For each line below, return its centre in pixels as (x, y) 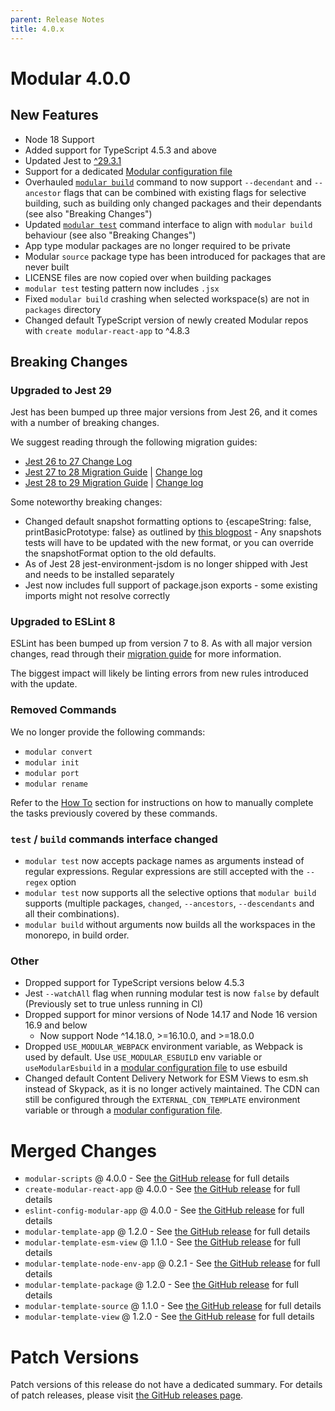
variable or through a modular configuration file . (123, 1110)
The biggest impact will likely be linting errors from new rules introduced (159, 673)
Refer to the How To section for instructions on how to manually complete (162, 802)
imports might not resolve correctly (97, 596)
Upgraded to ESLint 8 (63, 622)
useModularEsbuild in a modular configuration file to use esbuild (156, 1068)
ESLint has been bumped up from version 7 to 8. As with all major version (161, 643)
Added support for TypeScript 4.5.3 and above (121, 150)
